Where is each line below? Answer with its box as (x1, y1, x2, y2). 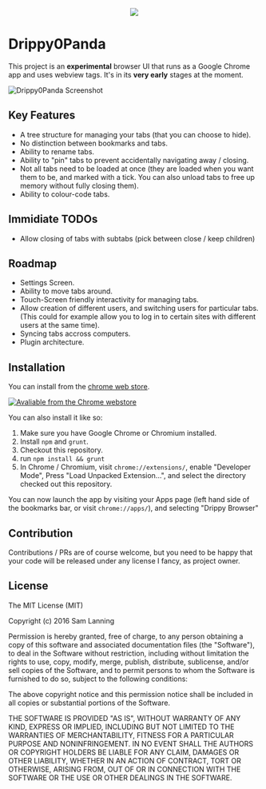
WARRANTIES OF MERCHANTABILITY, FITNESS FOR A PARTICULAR (8, 730, 234, 739)
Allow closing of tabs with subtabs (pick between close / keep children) (19, 233, 256, 243)
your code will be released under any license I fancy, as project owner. (8, 556, 240, 565)
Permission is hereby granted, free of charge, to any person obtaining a (8, 632, 244, 641)
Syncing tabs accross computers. (19, 329, 131, 339)
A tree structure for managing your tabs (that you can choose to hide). (19, 130, 252, 139)
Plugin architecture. (19, 337, 85, 347)
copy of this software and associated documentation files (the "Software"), (8, 640, 256, 649)
